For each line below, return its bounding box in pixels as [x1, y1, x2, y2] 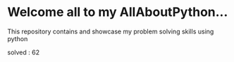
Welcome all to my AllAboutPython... [7, 4, 228, 20]
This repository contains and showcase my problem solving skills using [7, 27, 214, 36]
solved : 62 [7, 48, 40, 56]
